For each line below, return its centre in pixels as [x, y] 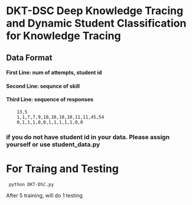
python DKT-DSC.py [31, 184]
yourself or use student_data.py [53, 144]
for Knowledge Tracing [64, 36]
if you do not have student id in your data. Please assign [88, 137]
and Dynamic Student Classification [96, 23]
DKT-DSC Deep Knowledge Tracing [95, 11]
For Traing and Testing [63, 169]
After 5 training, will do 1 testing [44, 195]
